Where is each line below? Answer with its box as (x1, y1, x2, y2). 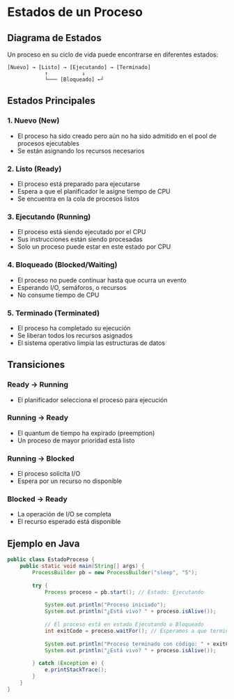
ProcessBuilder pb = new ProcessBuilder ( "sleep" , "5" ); (32, 569, 198, 576)
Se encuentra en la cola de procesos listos (17, 194, 140, 203)
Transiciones (7, 359, 65, 371)
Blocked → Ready (7, 494, 68, 504)
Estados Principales (7, 95, 96, 107)
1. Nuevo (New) (7, 116, 60, 125)
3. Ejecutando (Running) (7, 212, 91, 222)
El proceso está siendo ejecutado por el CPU (17, 228, 146, 236)
